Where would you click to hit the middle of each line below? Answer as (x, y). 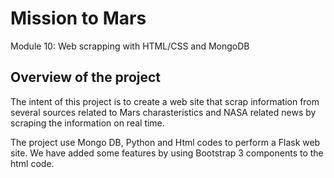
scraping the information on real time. (87, 123)
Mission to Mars (78, 18)
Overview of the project (86, 77)
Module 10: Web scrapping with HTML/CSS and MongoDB (130, 46)
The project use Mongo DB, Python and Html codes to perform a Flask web (165, 142)
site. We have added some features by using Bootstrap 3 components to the (167, 153)
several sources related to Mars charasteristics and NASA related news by (163, 112)
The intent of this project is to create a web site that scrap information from (165, 101)
